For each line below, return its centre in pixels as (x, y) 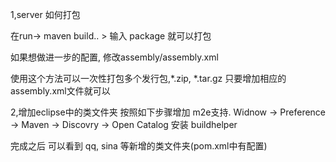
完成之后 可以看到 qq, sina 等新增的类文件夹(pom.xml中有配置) (139, 146)
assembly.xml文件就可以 (60, 91)
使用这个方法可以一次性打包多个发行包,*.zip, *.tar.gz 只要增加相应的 (148, 78)
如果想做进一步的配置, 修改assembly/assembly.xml (114, 57)
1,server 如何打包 (45, 14)
